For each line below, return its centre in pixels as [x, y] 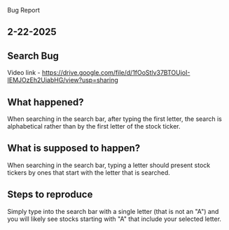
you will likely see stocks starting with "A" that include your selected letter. [114, 219]
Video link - [24, 73]
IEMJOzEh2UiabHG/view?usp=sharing [63, 80]
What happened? [46, 102]
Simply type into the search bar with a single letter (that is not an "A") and [113, 211]
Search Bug [33, 56]
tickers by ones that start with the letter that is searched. [89, 172]
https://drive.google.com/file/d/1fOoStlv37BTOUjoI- [116, 73]
